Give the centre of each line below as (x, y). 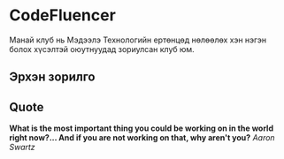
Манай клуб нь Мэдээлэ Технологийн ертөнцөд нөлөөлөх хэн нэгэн (138, 40)
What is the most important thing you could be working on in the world (142, 128)
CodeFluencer (63, 15)
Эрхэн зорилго (52, 77)
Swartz (22, 148)
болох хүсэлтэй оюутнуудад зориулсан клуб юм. (102, 49)
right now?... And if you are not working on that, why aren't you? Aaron (142, 138)
